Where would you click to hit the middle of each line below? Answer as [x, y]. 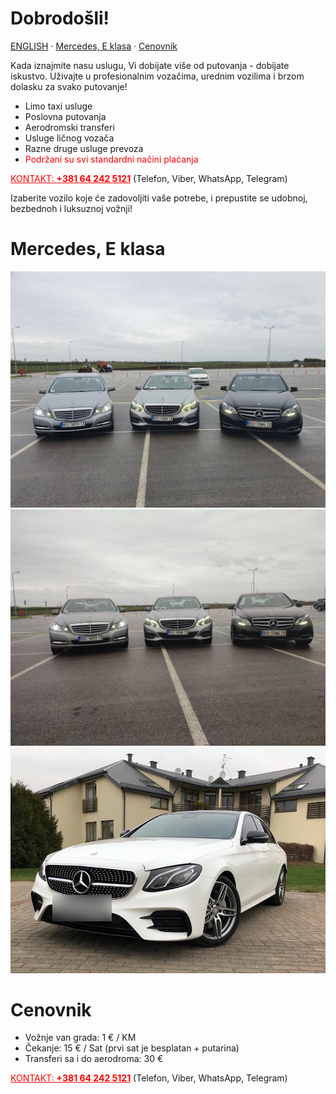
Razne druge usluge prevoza [84, 148]
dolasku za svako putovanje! [69, 86]
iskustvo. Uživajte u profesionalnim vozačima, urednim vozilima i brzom [157, 76]
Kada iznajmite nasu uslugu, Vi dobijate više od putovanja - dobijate [150, 65]
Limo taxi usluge [58, 106]
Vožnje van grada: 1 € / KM [80, 1038]
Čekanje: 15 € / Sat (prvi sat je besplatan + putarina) [132, 1048]
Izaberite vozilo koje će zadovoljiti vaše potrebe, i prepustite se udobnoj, [159, 198]
